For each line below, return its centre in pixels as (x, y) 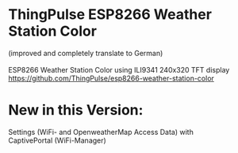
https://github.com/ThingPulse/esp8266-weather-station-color (111, 78)
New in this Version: (76, 110)
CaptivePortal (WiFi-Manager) (58, 140)
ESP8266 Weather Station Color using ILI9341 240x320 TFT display (119, 69)
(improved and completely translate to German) (86, 53)
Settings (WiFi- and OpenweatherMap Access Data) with (101, 132)
